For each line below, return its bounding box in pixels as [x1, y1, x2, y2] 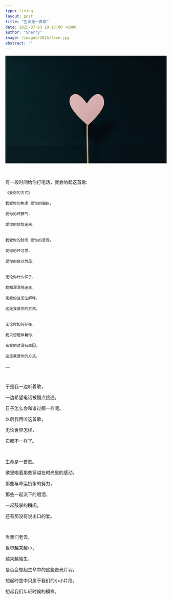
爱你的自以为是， [5, 259, 36, 264]
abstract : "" [5, 41, 33, 46]
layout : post [5, 13, 33, 19]
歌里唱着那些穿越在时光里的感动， [5, 469, 77, 476]
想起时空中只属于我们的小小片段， [5, 577, 77, 584]
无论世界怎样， [5, 427, 37, 433]
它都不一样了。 [5, 438, 37, 444]
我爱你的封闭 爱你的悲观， [5, 238, 54, 243]
